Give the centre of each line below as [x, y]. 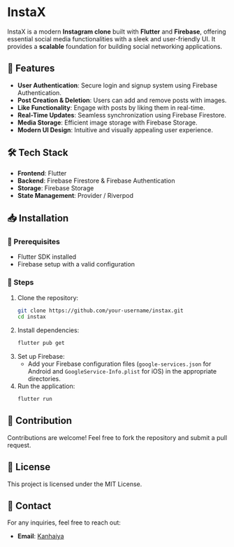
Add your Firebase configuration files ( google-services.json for [119, 364]
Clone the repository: [48, 297]
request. [19, 445]
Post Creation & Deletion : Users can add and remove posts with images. [122, 100]
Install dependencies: [48, 330]
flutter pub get [41, 343]
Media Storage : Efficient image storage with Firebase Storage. [107, 122]
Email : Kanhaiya [41, 537]
